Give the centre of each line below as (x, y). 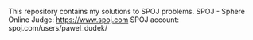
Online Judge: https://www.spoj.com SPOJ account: (93, 20)
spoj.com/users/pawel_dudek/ (58, 28)
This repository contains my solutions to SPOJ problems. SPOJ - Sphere (127, 11)
